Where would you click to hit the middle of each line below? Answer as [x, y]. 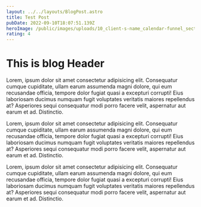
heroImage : [20, 28]
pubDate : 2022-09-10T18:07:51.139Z [51, 23]
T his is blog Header [55, 64]
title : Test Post [28, 17]
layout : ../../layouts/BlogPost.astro [54, 12]
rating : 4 [19, 34]
